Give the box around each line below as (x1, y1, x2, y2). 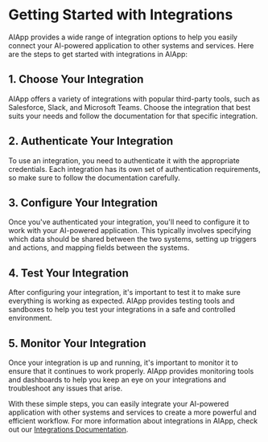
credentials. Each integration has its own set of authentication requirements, (8, 164, 262, 174)
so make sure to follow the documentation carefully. (8, 173, 181, 182)
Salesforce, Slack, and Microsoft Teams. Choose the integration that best (8, 102, 251, 112)
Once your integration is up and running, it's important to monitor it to (8, 358, 239, 367)
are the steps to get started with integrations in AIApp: (8, 49, 188, 59)
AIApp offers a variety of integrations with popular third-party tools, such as (8, 94, 260, 104)
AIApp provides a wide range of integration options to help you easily (8, 32, 238, 42)
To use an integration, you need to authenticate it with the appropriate (8, 155, 240, 166)
